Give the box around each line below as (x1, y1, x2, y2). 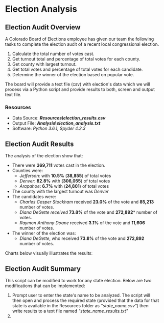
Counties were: (12, 168, 43, 174)
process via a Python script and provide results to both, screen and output (5, 87, 155, 92)
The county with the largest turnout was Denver (12, 188, 109, 195)
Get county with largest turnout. (12, 61, 77, 67)
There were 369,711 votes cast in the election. (12, 162, 105, 168)
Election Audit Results (5, 140, 74, 148)
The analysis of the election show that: (5, 153, 83, 159)
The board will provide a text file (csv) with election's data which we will (5, 81, 150, 87)
